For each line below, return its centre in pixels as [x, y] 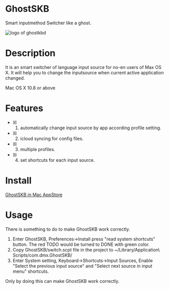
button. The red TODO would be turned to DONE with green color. [81, 244]
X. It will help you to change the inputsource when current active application [85, 73]
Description [30, 53]
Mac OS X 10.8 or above [30, 88]
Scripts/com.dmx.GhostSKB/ [42, 255]
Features [24, 108]
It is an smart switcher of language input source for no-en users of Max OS [83, 67]
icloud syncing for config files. [52, 138]
